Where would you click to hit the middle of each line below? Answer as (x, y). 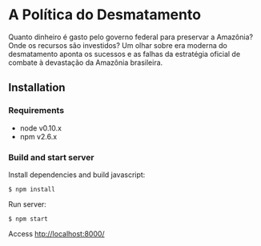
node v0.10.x (41, 128)
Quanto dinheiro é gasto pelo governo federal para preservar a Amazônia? (131, 37)
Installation (37, 88)
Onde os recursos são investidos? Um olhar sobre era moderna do (118, 45)
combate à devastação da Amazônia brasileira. (86, 63)
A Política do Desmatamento (105, 15)
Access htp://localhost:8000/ (57, 233)
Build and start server (51, 157)
